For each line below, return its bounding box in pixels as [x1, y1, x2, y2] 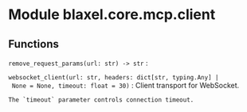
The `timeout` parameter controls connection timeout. [8, 96, 194, 104]
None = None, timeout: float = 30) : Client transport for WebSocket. [11, 81, 240, 90]
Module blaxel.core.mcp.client [8, 6, 216, 24]
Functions [8, 37, 60, 51]
